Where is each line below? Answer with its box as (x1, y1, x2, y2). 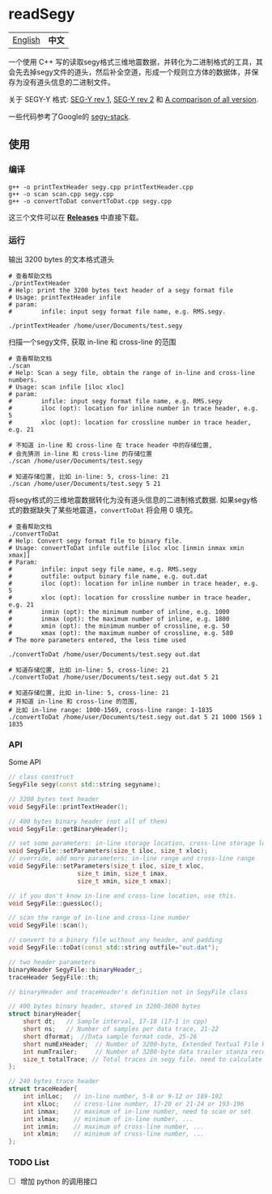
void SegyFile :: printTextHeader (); (8, 803, 129, 811)
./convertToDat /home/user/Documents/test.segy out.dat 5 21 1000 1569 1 (8, 713, 263, 721)
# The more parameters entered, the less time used (8, 636, 186, 644)
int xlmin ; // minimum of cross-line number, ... (23, 1130, 205, 1138)
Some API (8, 757, 42, 767)
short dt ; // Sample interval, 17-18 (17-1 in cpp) (23, 1017, 208, 1026)
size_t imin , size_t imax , (77, 869, 168, 877)
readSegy (8, 5, 75, 23)
